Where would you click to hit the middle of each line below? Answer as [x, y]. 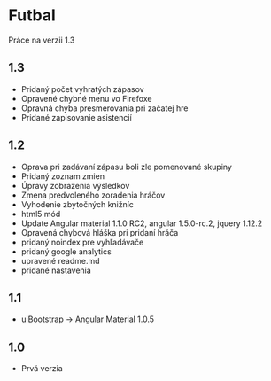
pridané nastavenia [56, 270]
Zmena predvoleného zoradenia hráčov [93, 195]
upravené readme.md [60, 260]
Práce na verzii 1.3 [42, 40]
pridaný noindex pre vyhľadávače [82, 242]
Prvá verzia [42, 369]
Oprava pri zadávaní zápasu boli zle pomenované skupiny [126, 167]
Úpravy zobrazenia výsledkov [75, 185]
